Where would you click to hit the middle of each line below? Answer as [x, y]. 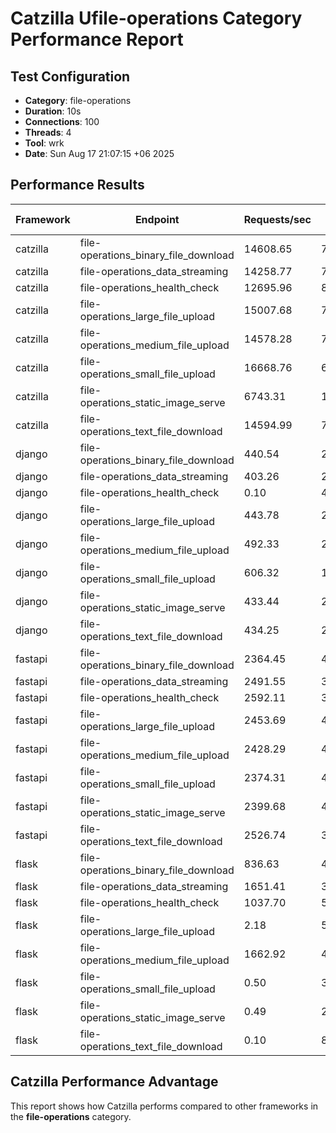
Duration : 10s [53, 111]
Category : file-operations [78, 100]
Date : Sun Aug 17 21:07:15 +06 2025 [99, 153]
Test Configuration [70, 76]
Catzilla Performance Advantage [114, 1082]
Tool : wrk [44, 143]
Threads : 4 [48, 132]
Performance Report [97, 39]
